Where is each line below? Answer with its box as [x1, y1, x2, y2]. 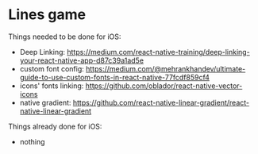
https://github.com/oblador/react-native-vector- [85, 81, 243, 90]
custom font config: [19, 64, 85, 73]
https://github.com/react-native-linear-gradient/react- [72, 98, 250, 107]
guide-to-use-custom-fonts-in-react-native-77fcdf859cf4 [19, 72, 210, 82]
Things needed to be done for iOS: [8, 32, 121, 41]
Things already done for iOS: [8, 121, 102, 131]
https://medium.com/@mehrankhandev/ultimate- [86, 64, 246, 73]
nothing [19, 137, 45, 146]
